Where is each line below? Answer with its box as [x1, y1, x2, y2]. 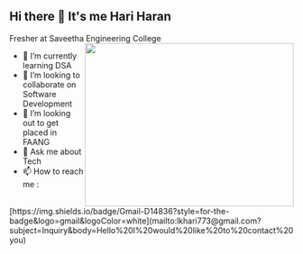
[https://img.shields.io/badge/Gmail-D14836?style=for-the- [9, 205, 230, 216]
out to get [22, 117, 60, 128]
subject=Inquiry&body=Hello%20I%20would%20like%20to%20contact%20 [9, 224, 294, 235]
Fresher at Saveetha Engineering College [9, 32, 161, 43]
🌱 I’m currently [22, 50, 78, 61]
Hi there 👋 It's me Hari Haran [9, 9, 171, 24]
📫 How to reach [22, 166, 84, 177]
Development [22, 98, 73, 109]
